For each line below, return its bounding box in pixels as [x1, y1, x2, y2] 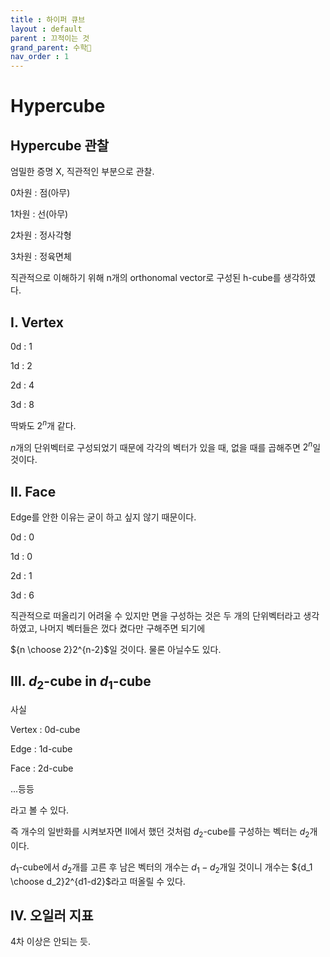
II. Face [10, 483, 57, 500]
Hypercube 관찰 [10, 137, 110, 154]
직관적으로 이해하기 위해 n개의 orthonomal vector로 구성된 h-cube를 [10, 272, 282, 284]
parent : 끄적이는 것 [10, 33, 90, 43]
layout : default [10, 24, 83, 34]
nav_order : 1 [10, 52, 70, 62]
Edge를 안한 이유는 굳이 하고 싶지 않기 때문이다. [10, 511, 197, 523]
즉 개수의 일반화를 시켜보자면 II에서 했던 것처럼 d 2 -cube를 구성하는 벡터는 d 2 [10, 826, 310, 840]
